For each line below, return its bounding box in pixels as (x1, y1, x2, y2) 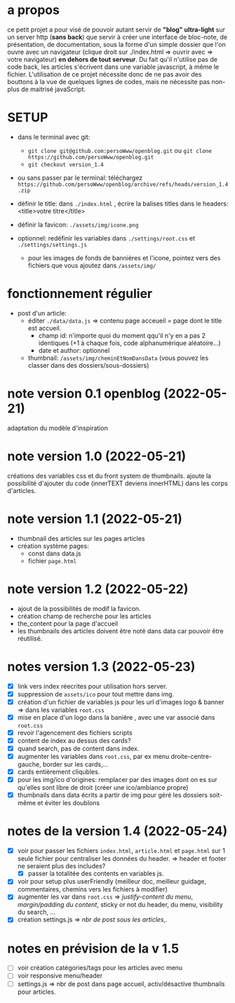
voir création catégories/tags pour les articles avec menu (17, 964, 183, 972)
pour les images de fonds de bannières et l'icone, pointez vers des (27, 253, 221, 262)
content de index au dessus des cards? (17, 736, 131, 745)
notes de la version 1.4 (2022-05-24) (7, 823, 228, 840)
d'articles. (7, 486, 36, 494)
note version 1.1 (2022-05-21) (7, 511, 182, 527)
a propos (7, 2, 60, 18)
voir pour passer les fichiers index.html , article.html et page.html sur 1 (17, 847, 226, 855)
